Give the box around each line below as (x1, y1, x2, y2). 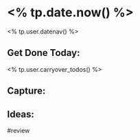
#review (7, 126, 30, 135)
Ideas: (7, 108, 34, 120)
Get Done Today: (7, 47, 80, 59)
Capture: (7, 85, 46, 97)
